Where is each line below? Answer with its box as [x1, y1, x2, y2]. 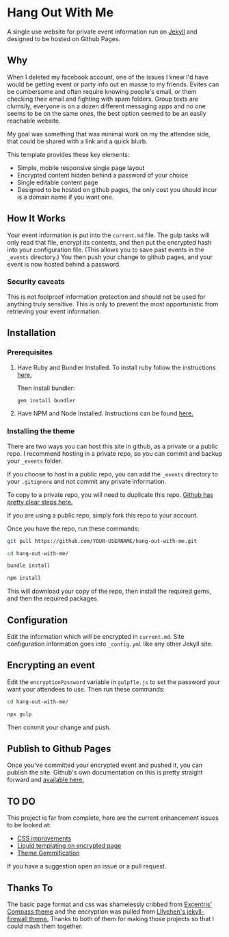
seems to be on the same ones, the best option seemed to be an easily [7, 109, 206, 117]
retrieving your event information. [7, 307, 101, 315]
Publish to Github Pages [7, 742, 111, 755]
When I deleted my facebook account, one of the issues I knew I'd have [7, 73, 208, 81]
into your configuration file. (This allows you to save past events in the [7, 245, 205, 254]
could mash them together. [7, 922, 83, 930]
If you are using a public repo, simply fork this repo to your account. [7, 511, 198, 519]
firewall [7, 915, 28, 923]
